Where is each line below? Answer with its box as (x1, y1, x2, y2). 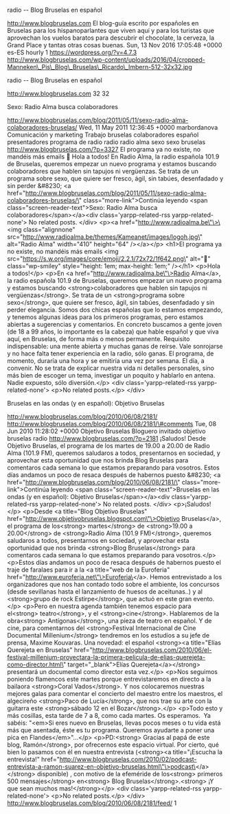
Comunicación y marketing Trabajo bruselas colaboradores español (7, 130, 199, 139)
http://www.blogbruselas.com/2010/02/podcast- (59, 755, 197, 763)
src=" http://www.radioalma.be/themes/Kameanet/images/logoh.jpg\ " (7, 233, 203, 241)
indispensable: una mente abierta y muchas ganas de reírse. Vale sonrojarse (7, 342, 223, 350)
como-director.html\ (7, 660, 64, 668)
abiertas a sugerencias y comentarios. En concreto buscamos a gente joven (7, 321, 222, 328)
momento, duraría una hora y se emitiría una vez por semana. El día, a (7, 357, 205, 364)
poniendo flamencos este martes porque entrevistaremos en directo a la (7, 675, 211, 683)
